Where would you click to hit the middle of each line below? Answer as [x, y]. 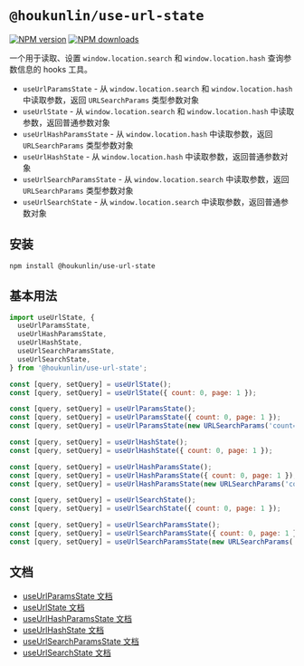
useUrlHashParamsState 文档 [77, 618]
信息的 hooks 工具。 [55, 69]
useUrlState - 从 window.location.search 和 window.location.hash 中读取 [158, 111]
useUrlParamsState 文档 [67, 595]
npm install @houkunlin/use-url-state [82, 265]
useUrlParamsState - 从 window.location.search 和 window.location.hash [157, 88]
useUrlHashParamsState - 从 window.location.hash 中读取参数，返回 [147, 133]
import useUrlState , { [52, 317]
